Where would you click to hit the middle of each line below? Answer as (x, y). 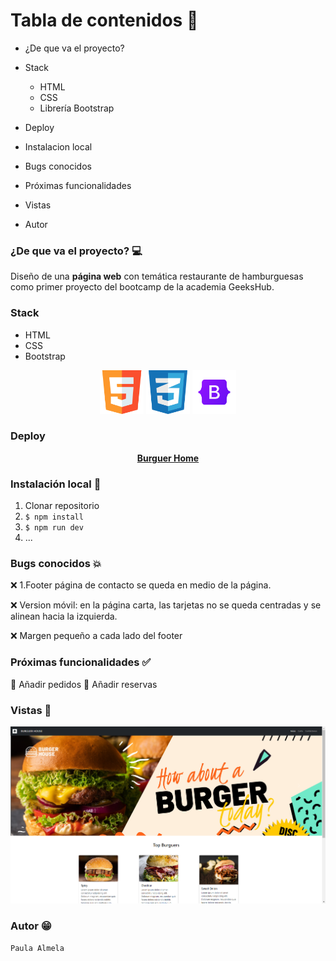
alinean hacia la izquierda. (64, 616)
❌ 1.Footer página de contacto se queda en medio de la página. (141, 585)
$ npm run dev (54, 528)
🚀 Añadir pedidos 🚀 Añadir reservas (84, 684)
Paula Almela (37, 948)
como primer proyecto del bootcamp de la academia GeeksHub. (142, 287)
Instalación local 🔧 (56, 484)
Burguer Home (168, 458)
